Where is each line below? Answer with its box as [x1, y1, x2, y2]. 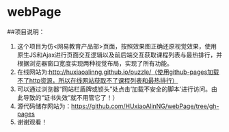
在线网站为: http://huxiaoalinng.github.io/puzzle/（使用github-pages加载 [16, 68, 220, 76]
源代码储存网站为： [16, 102, 72, 110]
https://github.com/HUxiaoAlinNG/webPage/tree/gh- [70, 102, 219, 110]
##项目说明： [7, 27, 45, 36]
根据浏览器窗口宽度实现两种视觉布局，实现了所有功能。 [16, 59, 173, 67]
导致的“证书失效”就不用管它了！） [23, 93, 119, 101]
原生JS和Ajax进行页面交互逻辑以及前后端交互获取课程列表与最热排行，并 [16, 51, 223, 59]
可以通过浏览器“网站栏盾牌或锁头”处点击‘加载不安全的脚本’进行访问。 [16, 85, 212, 93]
